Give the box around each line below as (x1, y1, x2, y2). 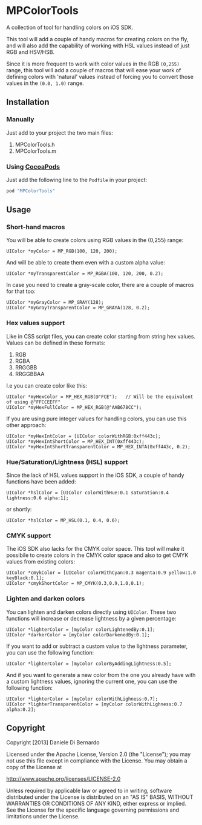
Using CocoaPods (6, 162, 60, 170)
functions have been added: (6, 478, 77, 485)
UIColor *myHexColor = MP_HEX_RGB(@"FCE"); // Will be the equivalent (6, 394, 194, 400)
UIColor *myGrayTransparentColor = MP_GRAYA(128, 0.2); (6, 305, 150, 311)
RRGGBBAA (15, 370, 45, 377)
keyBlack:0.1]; (6, 575, 45, 581)
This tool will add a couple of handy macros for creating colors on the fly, (6, 35, 189, 42)
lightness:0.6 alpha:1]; (6, 495, 69, 501)
